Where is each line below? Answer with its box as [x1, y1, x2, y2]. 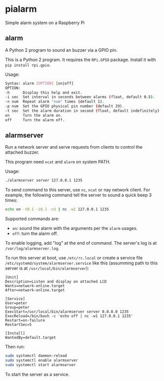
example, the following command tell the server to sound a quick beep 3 [5, 192, 152, 198]
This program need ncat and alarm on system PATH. [5, 159, 111, 165]
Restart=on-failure [5, 318, 45, 323]
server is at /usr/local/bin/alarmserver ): [5, 265, 90, 271]
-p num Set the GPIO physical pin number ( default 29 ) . [5, 104, 125, 109]
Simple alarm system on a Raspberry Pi [5, 20, 85, 26]
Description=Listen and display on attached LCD [5, 279, 107, 284]
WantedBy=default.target [5, 335, 56, 340]
